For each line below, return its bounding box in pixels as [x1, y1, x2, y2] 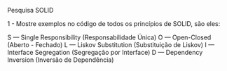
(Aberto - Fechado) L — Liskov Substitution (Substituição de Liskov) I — [7, 41, 215, 49]
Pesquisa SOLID [7, 6, 54, 14]
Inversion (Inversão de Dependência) [7, 56, 114, 64]
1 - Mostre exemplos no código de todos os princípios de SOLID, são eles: [7, 20, 221, 27]
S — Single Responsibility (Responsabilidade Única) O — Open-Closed [7, 33, 212, 41]
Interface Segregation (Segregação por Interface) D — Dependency [7, 49, 203, 56]
